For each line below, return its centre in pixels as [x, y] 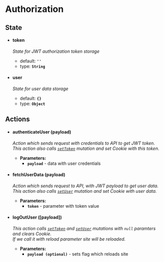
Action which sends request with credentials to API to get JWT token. [84, 143]
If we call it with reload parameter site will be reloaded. [69, 239]
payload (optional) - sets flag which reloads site [78, 254]
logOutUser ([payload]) [37, 217]
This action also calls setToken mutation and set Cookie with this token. [86, 148]
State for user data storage [40, 89]
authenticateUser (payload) [42, 132]
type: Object [32, 104]
